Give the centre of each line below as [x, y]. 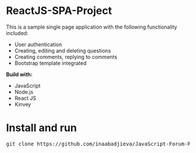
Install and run [41, 128]
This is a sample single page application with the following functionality [92, 27]
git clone [20, 144]
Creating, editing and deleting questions [63, 50]
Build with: [19, 74]
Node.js [24, 92]
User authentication [38, 44]
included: [17, 33]
